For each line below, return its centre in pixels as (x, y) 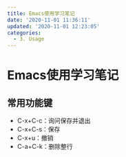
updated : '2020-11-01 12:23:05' (53, 26)
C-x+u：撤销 (35, 138)
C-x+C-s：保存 (39, 129)
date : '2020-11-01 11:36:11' (49, 20)
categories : (24, 33)
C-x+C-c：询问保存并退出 (54, 121)
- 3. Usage (29, 39)
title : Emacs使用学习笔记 (41, 13)
